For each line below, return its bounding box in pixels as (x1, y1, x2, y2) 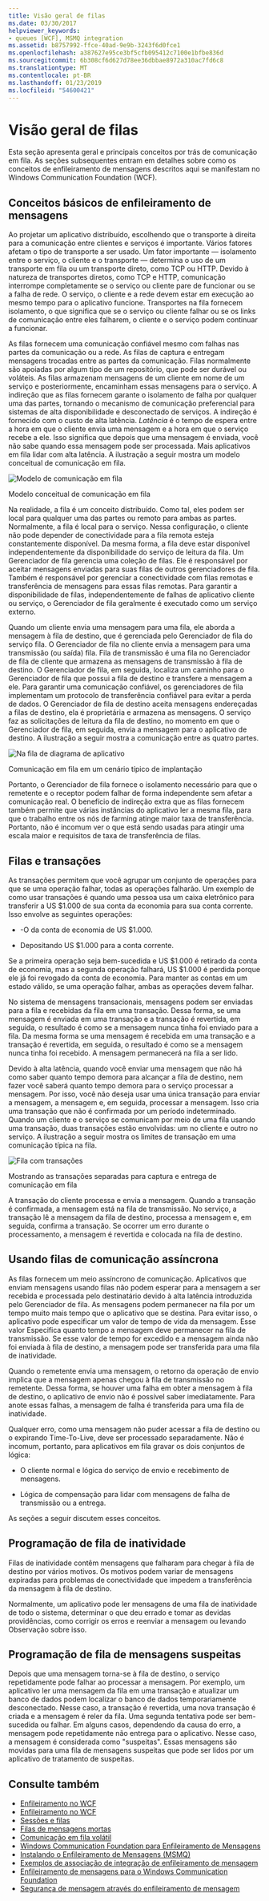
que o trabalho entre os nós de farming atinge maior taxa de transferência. (8, 814, 255, 824)
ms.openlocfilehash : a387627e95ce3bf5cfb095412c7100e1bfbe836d (8, 49, 224, 57)
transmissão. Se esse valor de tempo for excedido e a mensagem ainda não (8, 1334, 259, 1343)
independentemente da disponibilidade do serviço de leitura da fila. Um (8, 547, 244, 557)
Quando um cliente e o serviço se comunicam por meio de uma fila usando (8, 1115, 256, 1124)
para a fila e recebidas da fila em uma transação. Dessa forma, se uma (8, 1005, 242, 1015)
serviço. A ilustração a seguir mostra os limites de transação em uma (8, 1132, 236, 1141)
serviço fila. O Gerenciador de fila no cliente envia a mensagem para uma (8, 640, 251, 649)
